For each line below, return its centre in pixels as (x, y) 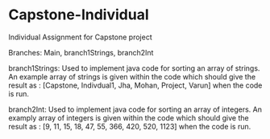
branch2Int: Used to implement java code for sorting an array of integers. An (135, 109)
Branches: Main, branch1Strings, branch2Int (81, 52)
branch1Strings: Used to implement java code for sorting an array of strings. (134, 68)
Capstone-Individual (79, 15)
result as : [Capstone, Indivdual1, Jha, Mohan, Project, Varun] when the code (135, 85)
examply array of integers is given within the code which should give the (129, 117)
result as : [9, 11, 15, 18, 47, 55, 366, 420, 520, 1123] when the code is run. (130, 126)
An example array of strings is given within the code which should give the (132, 76)
